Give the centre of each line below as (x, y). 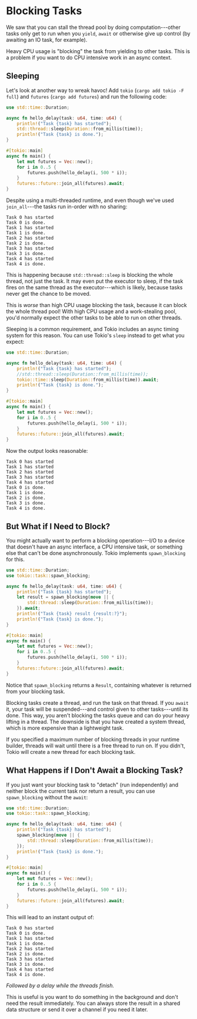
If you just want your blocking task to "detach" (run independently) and (92, 785)
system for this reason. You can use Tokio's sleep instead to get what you (96, 335)
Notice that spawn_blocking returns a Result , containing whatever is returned (99, 685)
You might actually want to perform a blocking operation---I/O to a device (96, 540)
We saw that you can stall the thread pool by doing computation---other (94, 27)
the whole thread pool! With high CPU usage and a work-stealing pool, (91, 311)
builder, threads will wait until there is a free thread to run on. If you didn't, (96, 746)
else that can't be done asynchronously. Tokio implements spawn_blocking (96, 553)
